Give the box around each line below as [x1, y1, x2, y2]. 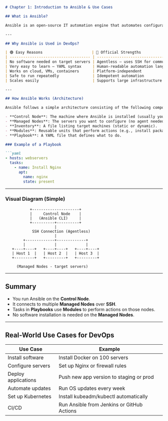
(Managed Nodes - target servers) [16, 264, 88, 269]
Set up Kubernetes [7, 393, 51, 400]
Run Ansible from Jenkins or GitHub [58, 401, 143, 408]
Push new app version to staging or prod [58, 374, 154, 381]
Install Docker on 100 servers [58, 354, 128, 361]
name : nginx [23, 174, 48, 179]
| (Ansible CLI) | [29, 216, 81, 221]
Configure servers [7, 362, 50, 369]
